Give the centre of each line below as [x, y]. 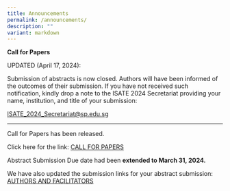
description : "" [30, 26]
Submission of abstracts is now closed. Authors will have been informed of [113, 79]
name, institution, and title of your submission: [72, 101]
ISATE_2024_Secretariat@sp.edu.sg [58, 114]
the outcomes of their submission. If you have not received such [98, 86]
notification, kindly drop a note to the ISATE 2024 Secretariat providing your [114, 93]
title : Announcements [38, 13]
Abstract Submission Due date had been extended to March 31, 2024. [106, 160]
